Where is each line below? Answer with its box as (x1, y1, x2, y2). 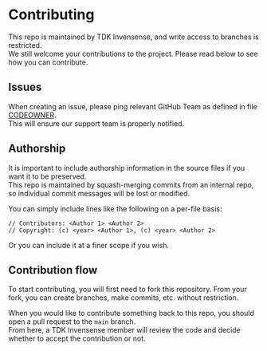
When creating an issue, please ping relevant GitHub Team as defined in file (8, 101, 257, 111)
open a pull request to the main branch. (8, 317, 136, 326)
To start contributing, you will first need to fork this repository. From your (8, 285, 247, 294)
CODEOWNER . (8, 110, 57, 120)
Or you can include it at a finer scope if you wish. (8, 240, 170, 250)
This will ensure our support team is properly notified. (8, 118, 185, 128)
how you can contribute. (8, 57, 88, 67)
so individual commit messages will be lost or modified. (8, 188, 190, 198)
